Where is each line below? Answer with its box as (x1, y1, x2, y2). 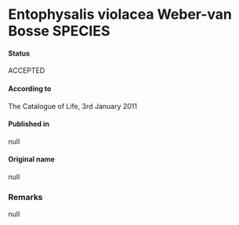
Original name (8, 154, 55, 164)
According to (8, 84, 52, 93)
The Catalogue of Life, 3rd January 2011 (8, 101, 137, 111)
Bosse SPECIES (8, 22, 110, 40)
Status (8, 49, 31, 58)
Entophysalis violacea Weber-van (8, 5, 233, 24)
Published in (8, 119, 49, 129)
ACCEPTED (8, 66, 45, 75)
